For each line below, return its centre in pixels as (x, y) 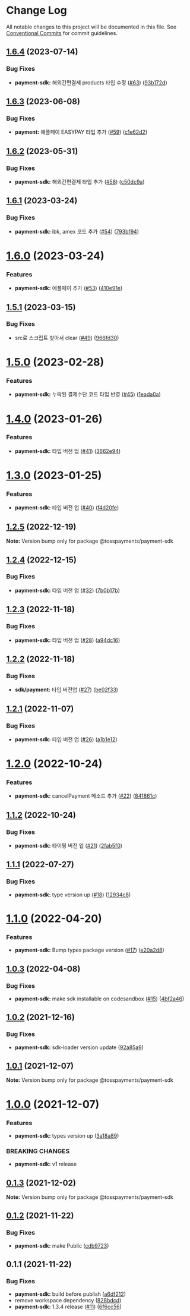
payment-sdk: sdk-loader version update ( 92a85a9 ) (79, 1047)
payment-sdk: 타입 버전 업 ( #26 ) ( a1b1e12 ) (66, 739)
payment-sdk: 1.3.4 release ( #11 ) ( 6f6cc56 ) (68, 1307)
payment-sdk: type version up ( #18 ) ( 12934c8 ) (73, 895)
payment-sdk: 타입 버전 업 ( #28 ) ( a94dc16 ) (67, 640)
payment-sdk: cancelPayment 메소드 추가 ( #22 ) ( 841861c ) (86, 796)
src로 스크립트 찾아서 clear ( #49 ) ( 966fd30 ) (67, 338)
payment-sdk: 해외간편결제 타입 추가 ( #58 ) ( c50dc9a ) (80, 182)
